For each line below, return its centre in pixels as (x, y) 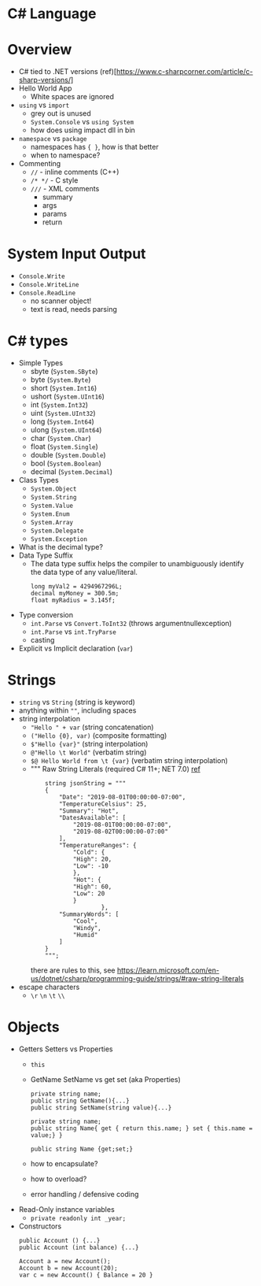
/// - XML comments (65, 189)
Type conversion (46, 615)
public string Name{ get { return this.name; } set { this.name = (142, 1128)
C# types (38, 341)
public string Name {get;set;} (82, 1149)
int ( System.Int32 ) (59, 405)
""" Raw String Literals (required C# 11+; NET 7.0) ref (116, 769)
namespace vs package (53, 139)
